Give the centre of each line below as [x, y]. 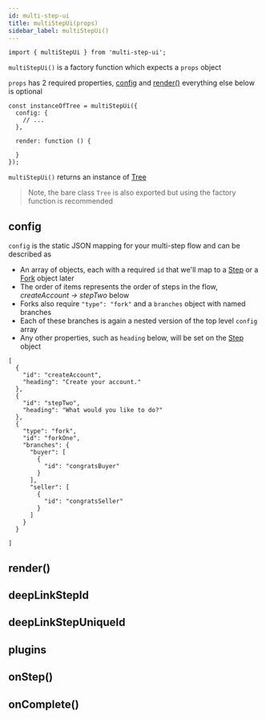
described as [30, 254]
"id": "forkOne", [52, 438]
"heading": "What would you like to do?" [93, 410]
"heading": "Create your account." [82, 382]
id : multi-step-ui [39, 16]
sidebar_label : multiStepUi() [59, 30]
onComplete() [44, 704]
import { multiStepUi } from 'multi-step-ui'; [87, 53]
